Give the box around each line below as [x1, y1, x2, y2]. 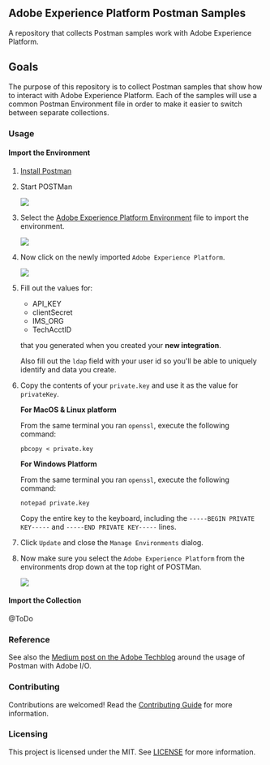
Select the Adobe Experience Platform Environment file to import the [19, 213, 249, 222]
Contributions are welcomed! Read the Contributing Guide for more [8, 699, 233, 709]
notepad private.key [19, 499, 90, 507]
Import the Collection [8, 595, 82, 605]
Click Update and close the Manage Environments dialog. [19, 537, 204, 547]
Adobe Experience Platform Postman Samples [8, 6, 246, 20]
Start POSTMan [19, 182, 73, 191]
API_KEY [32, 299, 62, 308]
